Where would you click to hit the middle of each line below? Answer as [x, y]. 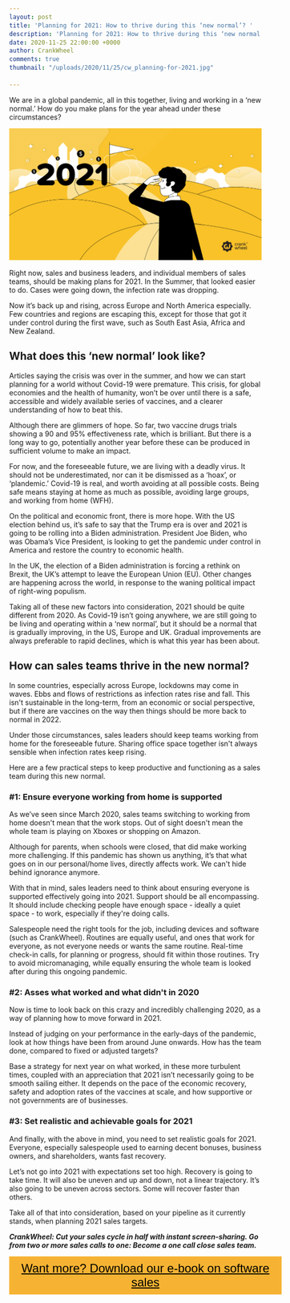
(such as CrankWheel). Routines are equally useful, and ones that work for [132, 937]
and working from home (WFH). [62, 500]
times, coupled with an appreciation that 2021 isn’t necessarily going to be [132, 1075]
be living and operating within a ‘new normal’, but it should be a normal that [133, 623]
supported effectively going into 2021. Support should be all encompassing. [134, 896]
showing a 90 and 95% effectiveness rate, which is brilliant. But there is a [130, 434]
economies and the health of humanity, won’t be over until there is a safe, [130, 392]
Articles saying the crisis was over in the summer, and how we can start [127, 375]
